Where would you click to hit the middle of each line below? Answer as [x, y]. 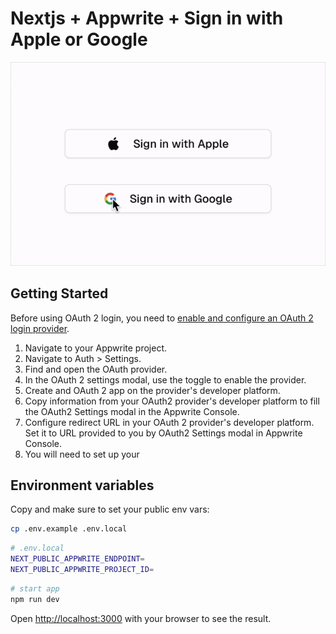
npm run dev [35, 599]
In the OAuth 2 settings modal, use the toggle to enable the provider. [165, 379]
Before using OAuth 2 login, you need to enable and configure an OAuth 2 [162, 318]
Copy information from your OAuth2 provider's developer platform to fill [172, 401]
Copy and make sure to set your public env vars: [110, 509]
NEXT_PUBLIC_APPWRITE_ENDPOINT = [77, 559]
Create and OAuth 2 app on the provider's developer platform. [152, 390]
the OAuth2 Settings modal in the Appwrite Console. [132, 411]
